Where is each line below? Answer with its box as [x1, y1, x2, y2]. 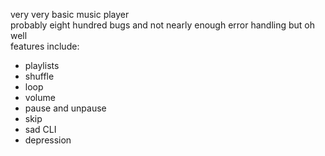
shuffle [24, 70, 55, 82]
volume [24, 92, 56, 103]
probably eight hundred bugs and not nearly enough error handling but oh [10, 19, 316, 31]
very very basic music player [10, 9, 130, 20]
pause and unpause [24, 102, 107, 114]
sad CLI [24, 124, 57, 135]
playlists [24, 60, 60, 71]
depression [24, 134, 72, 146]
